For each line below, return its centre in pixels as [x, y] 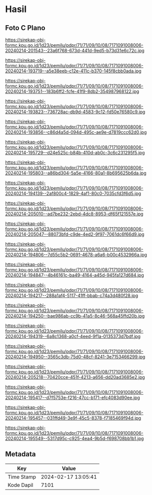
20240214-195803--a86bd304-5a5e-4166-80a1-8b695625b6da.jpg [76, 173]
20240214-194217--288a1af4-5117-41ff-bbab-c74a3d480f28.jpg [72, 295]
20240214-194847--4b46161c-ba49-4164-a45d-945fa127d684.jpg [74, 275]
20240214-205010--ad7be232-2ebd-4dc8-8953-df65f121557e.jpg [74, 214]
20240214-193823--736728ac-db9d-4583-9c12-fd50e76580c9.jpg [75, 112]
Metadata [20, 454]
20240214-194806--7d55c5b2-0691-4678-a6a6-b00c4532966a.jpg [76, 255]
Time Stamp [22, 477]
